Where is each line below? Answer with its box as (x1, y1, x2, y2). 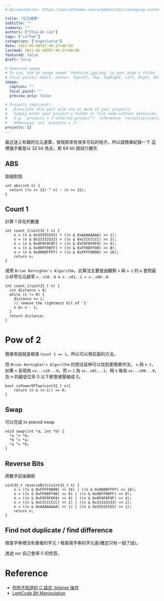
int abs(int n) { (5, 183, 41, 188)
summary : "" (5, 25, 29, 30)
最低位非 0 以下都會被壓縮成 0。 (19, 374, 83, 380)
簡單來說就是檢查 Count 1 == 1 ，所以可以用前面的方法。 (5, 351, 118, 357)
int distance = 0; (9, 288, 47, 293)
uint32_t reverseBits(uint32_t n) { (5, 483, 80, 488)
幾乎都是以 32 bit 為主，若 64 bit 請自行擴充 (9, 145, 98, 151)
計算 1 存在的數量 (5, 219, 40, 225)
